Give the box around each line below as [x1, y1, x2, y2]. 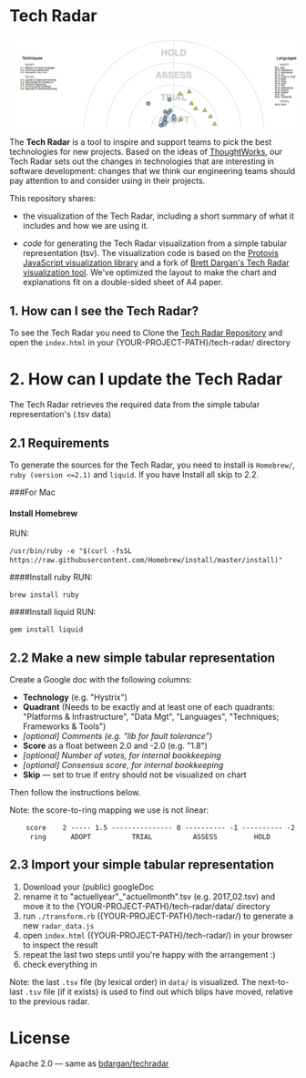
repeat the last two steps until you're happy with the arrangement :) [22, 949, 276, 960]
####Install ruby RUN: [9, 571, 93, 583]
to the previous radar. [9, 995, 90, 1007]
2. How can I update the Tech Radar [9, 369, 283, 390]
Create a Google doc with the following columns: [9, 673, 193, 684]
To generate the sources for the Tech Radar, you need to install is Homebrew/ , [9, 459, 296, 470]
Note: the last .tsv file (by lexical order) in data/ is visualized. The [9, 976, 257, 987]
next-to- [258, 976, 290, 987]
